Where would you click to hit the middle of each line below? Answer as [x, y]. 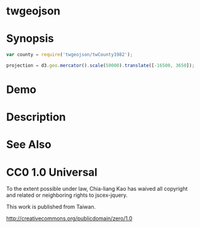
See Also [29, 145]
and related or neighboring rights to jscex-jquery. [67, 195]
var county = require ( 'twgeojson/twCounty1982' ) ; [70, 55]
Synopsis [30, 39]
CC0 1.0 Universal [52, 172]
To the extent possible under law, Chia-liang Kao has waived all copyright [97, 189]
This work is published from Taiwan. [51, 207]
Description [36, 117]
